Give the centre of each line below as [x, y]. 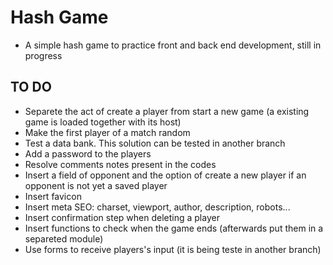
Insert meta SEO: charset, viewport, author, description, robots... [157, 207]
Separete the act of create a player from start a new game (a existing [167, 111]
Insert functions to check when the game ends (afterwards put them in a [174, 228]
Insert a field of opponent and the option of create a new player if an [165, 175]
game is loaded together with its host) [103, 122]
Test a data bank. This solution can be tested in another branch [155, 143]
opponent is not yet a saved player [96, 185]
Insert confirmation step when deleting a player [122, 217]
